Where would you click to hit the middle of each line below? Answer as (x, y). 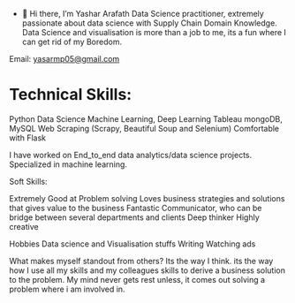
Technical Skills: (71, 95)
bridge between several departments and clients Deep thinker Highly (135, 217)
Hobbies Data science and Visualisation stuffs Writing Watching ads (132, 244)
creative (24, 226)
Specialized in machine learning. (68, 164)
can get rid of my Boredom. (72, 42)
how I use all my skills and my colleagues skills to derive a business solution (147, 270)
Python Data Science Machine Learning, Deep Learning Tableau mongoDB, (146, 118)
